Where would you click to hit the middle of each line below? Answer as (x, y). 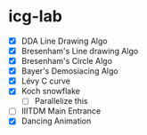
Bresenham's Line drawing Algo (80, 51)
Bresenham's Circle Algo (67, 61)
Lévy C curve (45, 81)
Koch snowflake (51, 91)
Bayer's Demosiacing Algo (69, 71)
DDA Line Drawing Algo (64, 41)
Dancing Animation (56, 121)
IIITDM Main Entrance (61, 111)
